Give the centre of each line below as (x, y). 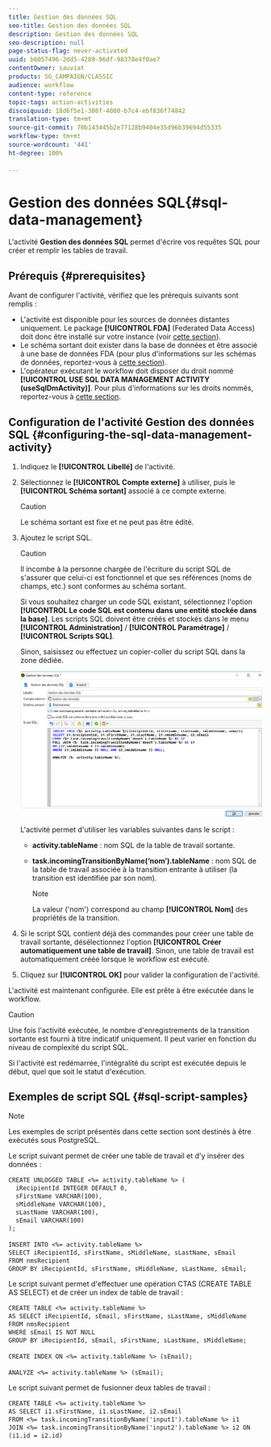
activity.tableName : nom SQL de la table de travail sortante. (133, 845)
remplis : (23, 304)
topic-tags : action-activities (61, 102)
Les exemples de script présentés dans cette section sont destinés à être (130, 1132)
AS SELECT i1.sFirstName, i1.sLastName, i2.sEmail (95, 1412)
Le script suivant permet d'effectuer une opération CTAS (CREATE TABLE (130, 1284)
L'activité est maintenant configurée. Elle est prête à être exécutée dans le (131, 990)
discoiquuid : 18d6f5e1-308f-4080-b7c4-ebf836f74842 (97, 111)
